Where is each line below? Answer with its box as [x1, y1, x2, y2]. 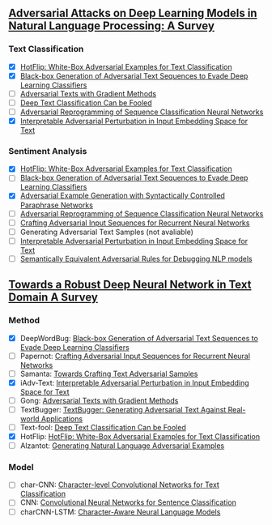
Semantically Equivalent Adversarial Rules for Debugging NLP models [19, 254, 253, 263]
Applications [40, 413, 83, 424]
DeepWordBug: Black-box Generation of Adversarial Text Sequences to [19, 333, 259, 343]
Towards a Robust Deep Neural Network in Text [8, 278, 252, 292]
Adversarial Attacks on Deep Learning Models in [8, 6, 257, 20]
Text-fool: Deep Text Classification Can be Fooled [19, 422, 186, 432]
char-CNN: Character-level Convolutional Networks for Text [19, 480, 220, 489]
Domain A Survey [8, 291, 99, 305]
